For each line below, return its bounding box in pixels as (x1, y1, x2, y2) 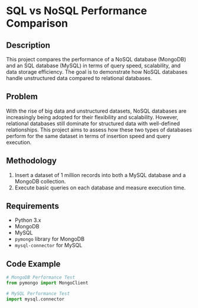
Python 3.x (14, 217, 41, 224)
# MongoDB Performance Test (6, 274, 76, 281)
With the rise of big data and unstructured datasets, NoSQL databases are (6, 107, 187, 114)
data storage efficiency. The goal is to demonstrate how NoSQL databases (6, 68, 188, 75)
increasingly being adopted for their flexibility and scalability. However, (6, 113, 178, 120)
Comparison (6, 17, 69, 30)
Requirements (6, 201, 59, 211)
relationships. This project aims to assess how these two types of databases (6, 126, 192, 133)
